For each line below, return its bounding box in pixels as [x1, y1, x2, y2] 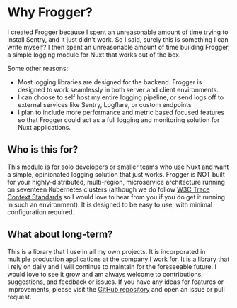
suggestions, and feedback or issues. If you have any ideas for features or [7, 277, 224, 286]
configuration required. [7, 207, 75, 216]
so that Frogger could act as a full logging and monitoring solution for [17, 115, 220, 124]
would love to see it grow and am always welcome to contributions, [7, 270, 203, 278]
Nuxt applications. [17, 123, 71, 131]
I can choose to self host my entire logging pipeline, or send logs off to [17, 93, 224, 101]
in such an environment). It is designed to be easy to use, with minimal [7, 200, 213, 209]
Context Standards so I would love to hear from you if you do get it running [7, 192, 225, 201]
